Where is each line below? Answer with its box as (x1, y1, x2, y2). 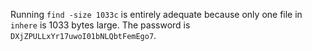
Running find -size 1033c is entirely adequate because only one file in (10, 9, 303, 20)
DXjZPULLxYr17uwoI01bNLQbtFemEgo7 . (10, 30, 157, 41)
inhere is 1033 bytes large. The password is (10, 19, 191, 31)
